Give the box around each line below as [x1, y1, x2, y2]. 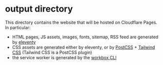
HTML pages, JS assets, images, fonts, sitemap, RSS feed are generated [12, 34, 159, 40]
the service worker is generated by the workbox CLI [12, 54, 117, 60]
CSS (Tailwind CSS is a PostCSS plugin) [12, 49, 92, 55]
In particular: [5, 24, 31, 30]
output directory [5, 3, 73, 15]
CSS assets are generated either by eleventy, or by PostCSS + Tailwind [12, 44, 155, 50]
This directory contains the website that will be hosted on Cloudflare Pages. [5, 19, 158, 25]
